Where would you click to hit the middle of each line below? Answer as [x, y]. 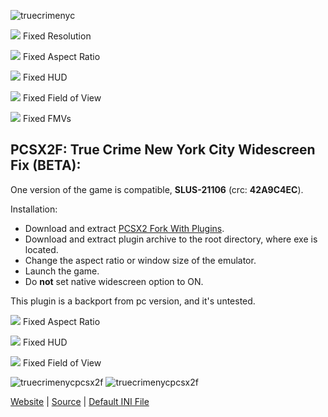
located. [41, 249]
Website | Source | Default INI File [80, 401]
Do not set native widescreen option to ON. [114, 281]
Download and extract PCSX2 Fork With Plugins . [124, 228]
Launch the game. [62, 271]
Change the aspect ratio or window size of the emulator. [140, 260]
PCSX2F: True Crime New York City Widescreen [163, 150]
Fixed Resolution [57, 36]
